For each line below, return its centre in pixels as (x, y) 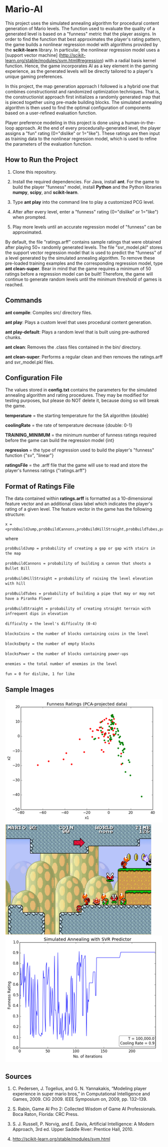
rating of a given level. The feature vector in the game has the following (79, 509)
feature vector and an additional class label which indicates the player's (79, 504)
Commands (24, 301)
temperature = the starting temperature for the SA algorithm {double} (77, 416)
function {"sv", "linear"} (29, 455)
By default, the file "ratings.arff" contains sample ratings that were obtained (83, 242)
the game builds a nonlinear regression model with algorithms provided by (82, 44)
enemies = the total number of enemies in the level (61, 664)
